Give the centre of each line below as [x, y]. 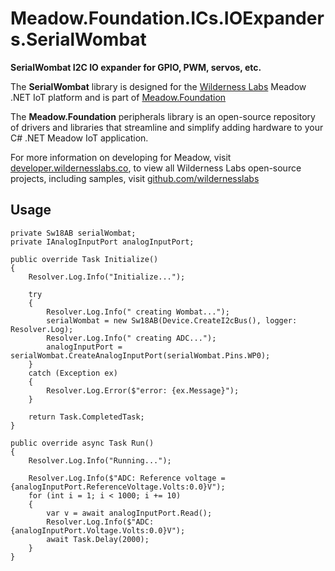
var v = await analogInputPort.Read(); [129, 513]
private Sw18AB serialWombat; [73, 233]
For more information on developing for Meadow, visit [121, 157]
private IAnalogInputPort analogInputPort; [102, 242]
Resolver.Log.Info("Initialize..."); [107, 277]
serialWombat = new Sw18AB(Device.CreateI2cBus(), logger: [172, 320]
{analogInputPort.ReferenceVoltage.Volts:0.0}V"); [118, 487]
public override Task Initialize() [84, 259]
